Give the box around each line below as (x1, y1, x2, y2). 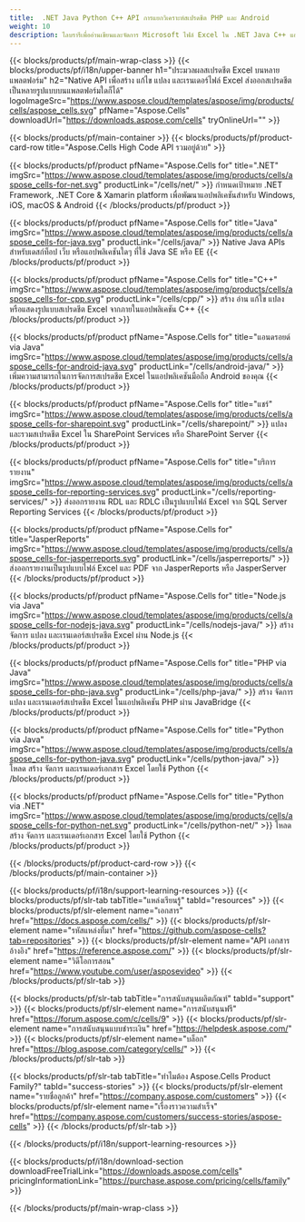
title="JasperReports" (9, 533, 90, 545)
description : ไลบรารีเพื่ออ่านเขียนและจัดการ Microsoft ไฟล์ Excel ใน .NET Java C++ (9, 30, 287, 39)
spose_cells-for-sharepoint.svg (9, 419, 126, 430)
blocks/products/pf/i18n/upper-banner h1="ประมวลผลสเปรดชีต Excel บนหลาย (9, 65, 280, 75)
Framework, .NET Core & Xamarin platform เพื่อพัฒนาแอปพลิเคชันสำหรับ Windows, (9, 190, 296, 201)
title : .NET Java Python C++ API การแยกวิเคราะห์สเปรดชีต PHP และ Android (9, 13, 270, 23)
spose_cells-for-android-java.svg (9, 361, 134, 373)
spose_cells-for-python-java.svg (9, 753, 132, 764)
